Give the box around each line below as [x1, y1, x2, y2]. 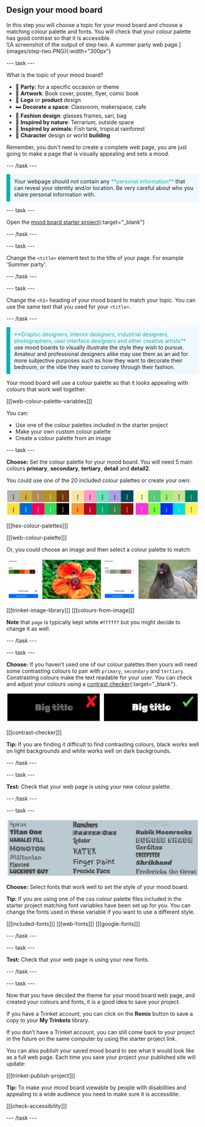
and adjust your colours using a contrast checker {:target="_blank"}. [6, 681, 177, 688]
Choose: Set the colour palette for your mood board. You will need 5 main [6, 458, 193, 465]
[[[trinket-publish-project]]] [6, 1072, 75, 1080]
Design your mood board [6, 5, 103, 15]
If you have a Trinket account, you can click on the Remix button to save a [6, 1010, 193, 1018]
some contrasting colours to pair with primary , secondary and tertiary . [6, 667, 185, 675]
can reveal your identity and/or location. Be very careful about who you [14, 184, 194, 191]
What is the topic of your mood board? [6, 71, 104, 79]
